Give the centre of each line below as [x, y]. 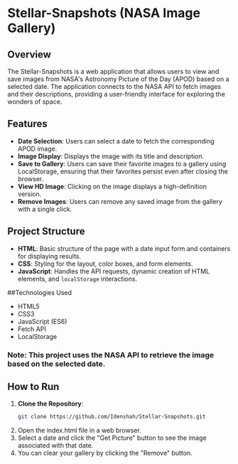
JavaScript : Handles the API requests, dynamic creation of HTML [114, 271]
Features [27, 124]
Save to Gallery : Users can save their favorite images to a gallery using [122, 163]
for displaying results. [49, 256]
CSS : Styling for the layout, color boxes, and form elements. [105, 264]
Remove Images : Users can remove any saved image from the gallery [120, 201]
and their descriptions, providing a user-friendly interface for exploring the [117, 94]
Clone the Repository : [50, 404]
